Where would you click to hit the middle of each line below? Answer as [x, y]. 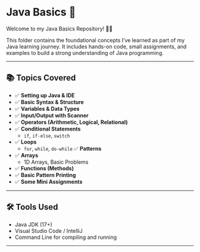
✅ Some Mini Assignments [49, 182]
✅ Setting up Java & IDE [45, 95]
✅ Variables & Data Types [47, 108]
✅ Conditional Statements [48, 129]
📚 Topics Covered [41, 78]
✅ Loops [26, 142]
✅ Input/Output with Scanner [51, 115]
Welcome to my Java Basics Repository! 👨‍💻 [60, 29]
